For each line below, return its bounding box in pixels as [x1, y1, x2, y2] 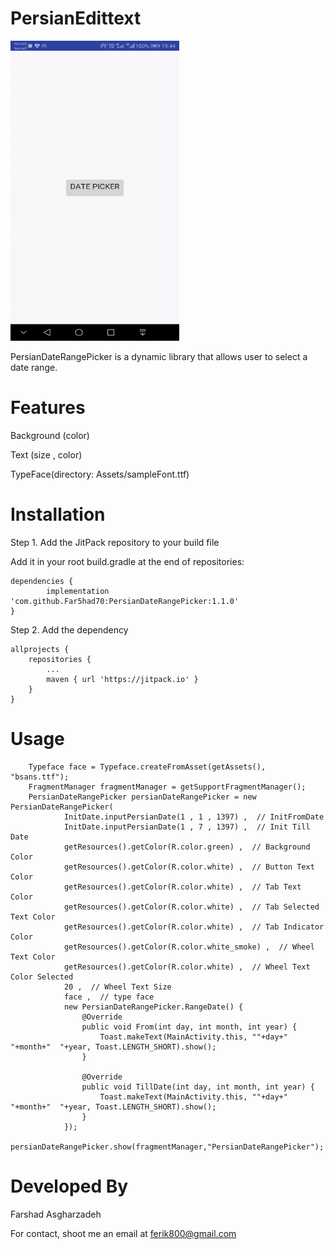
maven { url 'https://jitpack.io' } [46, 674, 199, 684]
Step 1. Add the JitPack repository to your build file [10, 536, 220, 548]
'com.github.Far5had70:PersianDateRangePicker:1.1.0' [10, 596, 240, 606]
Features [10, 397, 86, 419]
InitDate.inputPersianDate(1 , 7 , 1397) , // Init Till [63, 822, 311, 832]
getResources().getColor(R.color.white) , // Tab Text [63, 882, 302, 892]
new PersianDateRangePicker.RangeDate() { [63, 1002, 244, 1012]
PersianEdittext [10, 7, 142, 30]
